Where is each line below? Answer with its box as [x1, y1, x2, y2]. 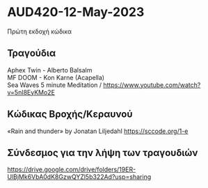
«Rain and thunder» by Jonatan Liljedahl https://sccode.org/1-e [7, 127, 189, 135]
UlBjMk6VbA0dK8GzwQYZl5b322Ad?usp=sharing [7, 173, 152, 181]
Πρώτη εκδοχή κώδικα [7, 27, 72, 36]
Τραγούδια [7, 47, 56, 59]
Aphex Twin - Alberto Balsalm [7, 65, 93, 74]
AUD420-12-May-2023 [7, 4, 145, 20]
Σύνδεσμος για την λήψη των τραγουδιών [7, 147, 198, 159]
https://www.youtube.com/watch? [103, 81, 201, 89]
